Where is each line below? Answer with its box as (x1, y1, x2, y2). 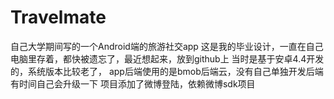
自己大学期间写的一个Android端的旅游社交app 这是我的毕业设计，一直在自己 (10, 40, 324, 52)
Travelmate (10, 6, 107, 29)
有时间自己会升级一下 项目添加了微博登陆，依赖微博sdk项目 (10, 77, 256, 90)
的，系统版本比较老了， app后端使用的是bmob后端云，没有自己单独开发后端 (10, 65, 324, 77)
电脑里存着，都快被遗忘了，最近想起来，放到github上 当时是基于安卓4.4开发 (10, 52, 325, 65)
